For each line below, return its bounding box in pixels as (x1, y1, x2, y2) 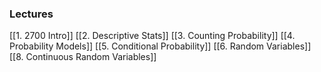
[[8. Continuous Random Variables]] (9, 51, 157, 63)
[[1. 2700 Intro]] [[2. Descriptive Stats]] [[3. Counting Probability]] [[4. (9, 30, 296, 42)
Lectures (9, 7, 54, 21)
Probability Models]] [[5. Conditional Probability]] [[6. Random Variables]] (9, 40, 312, 52)
